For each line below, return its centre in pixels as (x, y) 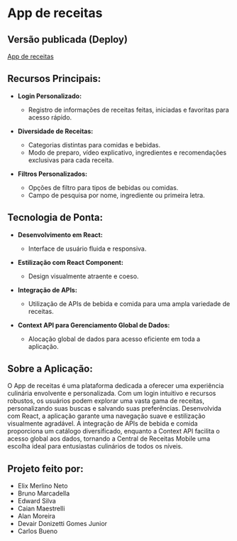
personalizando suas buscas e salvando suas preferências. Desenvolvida (115, 409)
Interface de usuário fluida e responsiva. (87, 248)
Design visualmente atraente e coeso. (83, 276)
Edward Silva (37, 501)
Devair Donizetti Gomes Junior (62, 524)
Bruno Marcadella (44, 493)
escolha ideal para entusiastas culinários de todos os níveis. (95, 446)
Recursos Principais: (54, 79)
